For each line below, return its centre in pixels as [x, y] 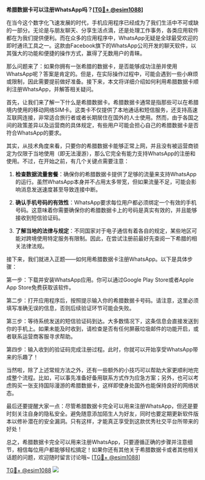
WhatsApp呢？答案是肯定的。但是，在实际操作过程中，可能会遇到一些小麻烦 [102, 74]
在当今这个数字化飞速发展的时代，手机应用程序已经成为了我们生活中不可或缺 [103, 23]
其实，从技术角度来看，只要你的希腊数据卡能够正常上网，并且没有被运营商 [100, 146]
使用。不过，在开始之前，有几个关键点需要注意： [68, 161]
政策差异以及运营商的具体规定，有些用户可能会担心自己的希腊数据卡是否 [108, 125]
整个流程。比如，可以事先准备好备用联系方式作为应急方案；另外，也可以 [102, 378]
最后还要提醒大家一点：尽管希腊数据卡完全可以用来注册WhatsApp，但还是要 [102, 406]
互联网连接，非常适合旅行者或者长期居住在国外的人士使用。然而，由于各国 [100, 118]
